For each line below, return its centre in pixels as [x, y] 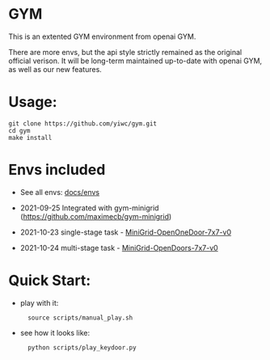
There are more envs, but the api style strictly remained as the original [125, 52]
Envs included [57, 170]
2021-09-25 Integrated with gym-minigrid [89, 208]
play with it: [39, 303]
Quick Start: [50, 281]
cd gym [19, 130]
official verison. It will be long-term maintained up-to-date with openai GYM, [135, 61]
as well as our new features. [55, 69]
